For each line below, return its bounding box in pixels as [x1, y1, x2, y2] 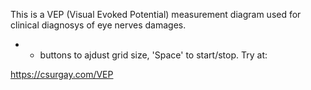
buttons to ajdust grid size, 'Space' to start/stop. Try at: [39, 49, 268, 61]
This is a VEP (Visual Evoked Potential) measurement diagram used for [10, 9, 302, 20]
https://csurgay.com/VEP [10, 69, 114, 80]
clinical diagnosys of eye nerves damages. [10, 19, 187, 31]
